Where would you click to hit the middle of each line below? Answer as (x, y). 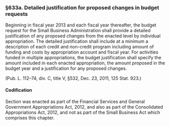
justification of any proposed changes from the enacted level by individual (83, 36)
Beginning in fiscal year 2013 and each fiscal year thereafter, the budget (81, 25)
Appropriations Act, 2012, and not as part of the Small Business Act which (83, 112)
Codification (19, 90)
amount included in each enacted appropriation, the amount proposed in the (85, 63)
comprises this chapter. (30, 118)
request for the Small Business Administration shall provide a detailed (78, 31)
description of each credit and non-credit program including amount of (80, 47)
